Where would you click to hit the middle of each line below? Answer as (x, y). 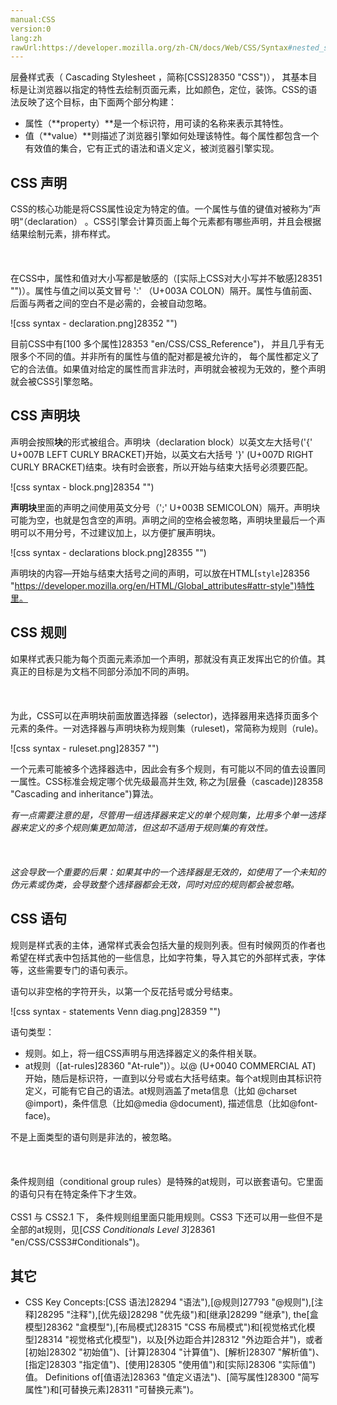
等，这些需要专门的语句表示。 (71, 970)
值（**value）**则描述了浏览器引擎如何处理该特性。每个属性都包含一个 (172, 136)
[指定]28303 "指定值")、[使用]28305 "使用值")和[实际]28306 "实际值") (170, 1365)
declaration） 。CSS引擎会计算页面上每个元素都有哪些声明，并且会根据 (174, 222)
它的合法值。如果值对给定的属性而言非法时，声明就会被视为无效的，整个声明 (168, 369)
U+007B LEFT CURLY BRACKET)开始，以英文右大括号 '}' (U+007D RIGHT (162, 454)
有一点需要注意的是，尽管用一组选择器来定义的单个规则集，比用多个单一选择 (168, 815)
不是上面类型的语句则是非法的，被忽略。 (93, 1137)
